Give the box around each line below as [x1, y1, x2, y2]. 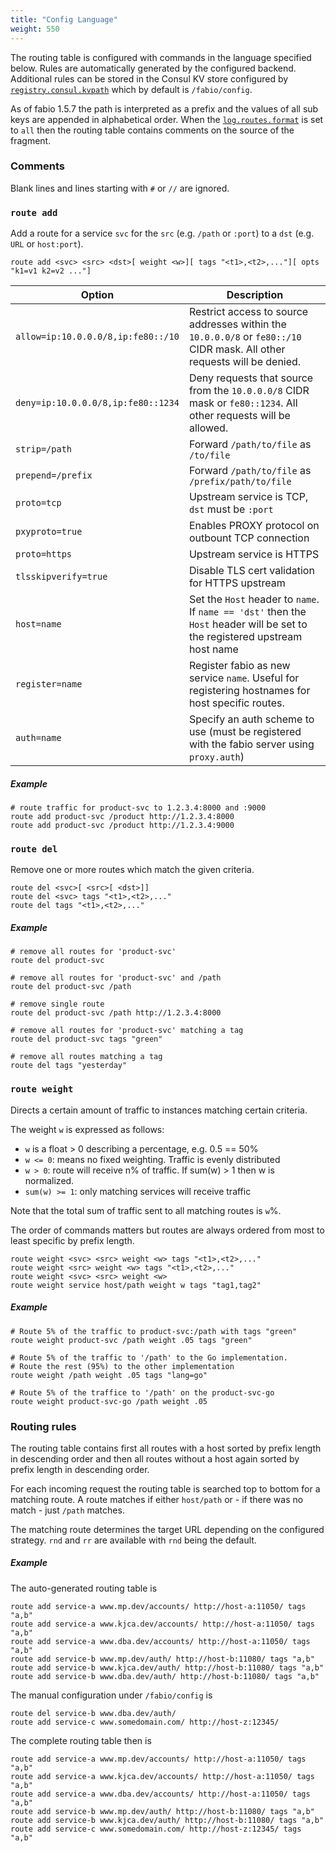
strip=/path [15, 444, 73, 455]
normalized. [24, 1174, 75, 1186]
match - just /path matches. [10, 1504, 125, 1516]
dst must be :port [188, 502, 274, 516]
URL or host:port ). [10, 238, 84, 250]
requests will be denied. [188, 355, 302, 369]
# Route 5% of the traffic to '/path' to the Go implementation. [10, 1352, 288, 1363]
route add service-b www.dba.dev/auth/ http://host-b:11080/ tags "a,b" [10, 1671, 320, 1681]
